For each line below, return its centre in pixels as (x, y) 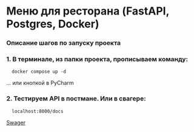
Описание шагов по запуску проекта (64, 43)
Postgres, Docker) (53, 24)
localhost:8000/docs (38, 111)
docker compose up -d (39, 72)
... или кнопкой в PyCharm (40, 83)
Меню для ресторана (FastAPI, (88, 11)
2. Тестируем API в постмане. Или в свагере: (76, 99)
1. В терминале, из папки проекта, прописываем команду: (97, 59)
